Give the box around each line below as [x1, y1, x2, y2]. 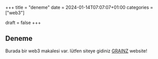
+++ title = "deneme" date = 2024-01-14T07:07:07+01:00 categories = [5, 5, 153, 10]
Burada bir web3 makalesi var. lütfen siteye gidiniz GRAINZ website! [5, 48, 148, 54]
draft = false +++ [5, 20, 41, 25]
